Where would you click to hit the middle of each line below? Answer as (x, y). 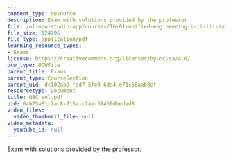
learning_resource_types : (44, 46)
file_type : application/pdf (48, 39)
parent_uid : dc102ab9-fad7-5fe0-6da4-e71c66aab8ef (82, 85)
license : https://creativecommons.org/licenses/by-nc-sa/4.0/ (99, 59)
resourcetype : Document (42, 91)
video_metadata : (31, 123)
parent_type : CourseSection (48, 78)
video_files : (26, 110)
